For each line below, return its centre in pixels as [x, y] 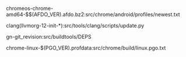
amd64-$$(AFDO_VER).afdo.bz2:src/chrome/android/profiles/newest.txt [93, 14]
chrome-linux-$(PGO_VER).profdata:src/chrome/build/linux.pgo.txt [86, 48]
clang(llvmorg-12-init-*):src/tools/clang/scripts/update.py [75, 26]
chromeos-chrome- [30, 8]
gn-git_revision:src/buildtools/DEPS [49, 37]
